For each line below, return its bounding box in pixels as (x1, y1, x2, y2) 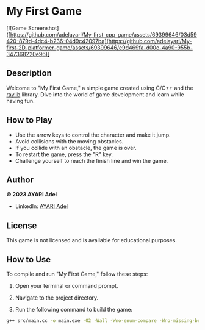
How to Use (6, 254, 51, 265)
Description (6, 68, 52, 79)
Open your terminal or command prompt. (15, 282, 118, 289)
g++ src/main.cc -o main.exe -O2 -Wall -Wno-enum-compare (6, 318, 157, 324)
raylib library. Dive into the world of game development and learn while (6, 90, 184, 98)
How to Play (6, 115, 53, 126)
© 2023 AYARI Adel (6, 191, 57, 198)
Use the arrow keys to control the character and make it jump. (15, 131, 171, 138)
